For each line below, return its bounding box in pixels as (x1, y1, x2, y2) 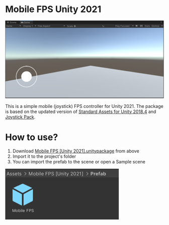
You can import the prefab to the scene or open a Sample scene (12, 159, 146, 165)
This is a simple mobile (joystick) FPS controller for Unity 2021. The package (5, 103, 163, 109)
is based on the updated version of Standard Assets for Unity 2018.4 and (5, 108, 156, 115)
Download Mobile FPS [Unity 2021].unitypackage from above (12, 148, 139, 154)
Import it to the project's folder (12, 153, 76, 159)
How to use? (5, 131, 58, 143)
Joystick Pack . (5, 114, 36, 120)
